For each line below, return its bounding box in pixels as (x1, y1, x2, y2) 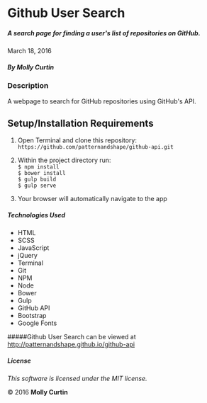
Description (7, 81, 49, 91)
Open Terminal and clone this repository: (17, 136, 137, 144)
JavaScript (17, 244, 50, 252)
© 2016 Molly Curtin (7, 388, 69, 397)
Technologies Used (7, 210, 66, 219)
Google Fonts (17, 319, 57, 327)
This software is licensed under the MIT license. (7, 374, 147, 383)
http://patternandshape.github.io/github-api (7, 340, 135, 348)
